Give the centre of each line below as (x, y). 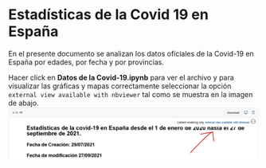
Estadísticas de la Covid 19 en (108, 15)
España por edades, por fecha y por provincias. (86, 62)
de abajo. (23, 103)
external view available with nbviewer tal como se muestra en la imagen (131, 94)
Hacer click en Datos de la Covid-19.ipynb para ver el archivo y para (121, 77)
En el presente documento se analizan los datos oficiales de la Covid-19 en (131, 53)
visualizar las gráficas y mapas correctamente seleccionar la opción (120, 86)
